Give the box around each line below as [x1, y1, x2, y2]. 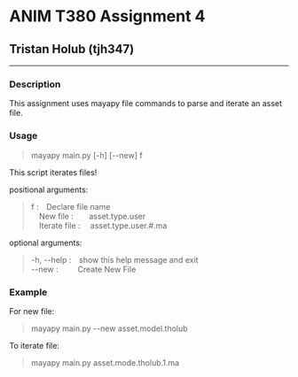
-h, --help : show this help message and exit [30, 254, 199, 265]
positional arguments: [9, 184, 89, 195]
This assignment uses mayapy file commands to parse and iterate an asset [9, 98, 282, 109]
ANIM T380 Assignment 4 [9, 6, 206, 27]
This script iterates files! [9, 166, 98, 178]
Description [9, 78, 61, 90]
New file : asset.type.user [38, 211, 146, 221]
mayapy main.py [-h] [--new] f [30, 150, 144, 160]
